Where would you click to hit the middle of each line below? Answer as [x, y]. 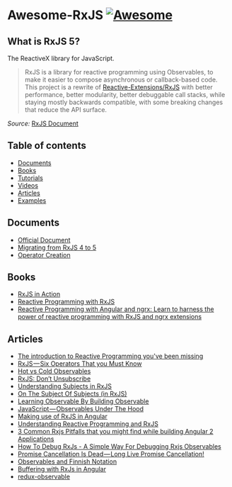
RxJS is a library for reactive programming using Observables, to [119, 72]
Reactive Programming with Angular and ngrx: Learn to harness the [116, 309]
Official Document [44, 240]
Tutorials [30, 178]
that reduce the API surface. [66, 110]
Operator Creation [44, 254]
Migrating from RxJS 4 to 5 [57, 247]
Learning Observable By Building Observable [83, 401]
